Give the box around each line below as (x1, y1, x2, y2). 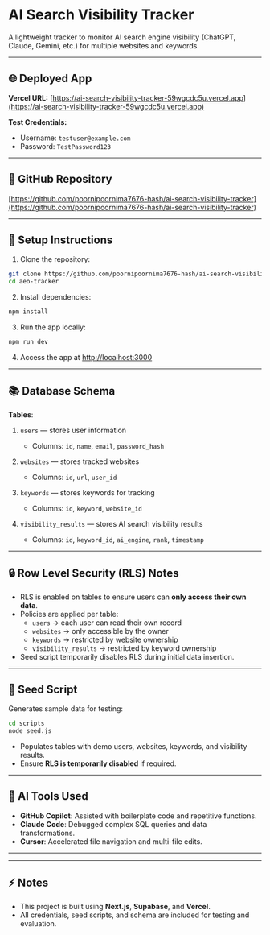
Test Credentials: (8, 117, 67, 126)
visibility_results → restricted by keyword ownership (31, 643, 217, 653)
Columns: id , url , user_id (31, 472, 117, 482)
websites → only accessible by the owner (31, 626, 169, 635)
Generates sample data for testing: (8, 704, 123, 714)
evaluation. (19, 918, 57, 928)
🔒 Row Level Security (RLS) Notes (8, 566, 179, 581)
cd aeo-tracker (8, 278, 59, 286)
